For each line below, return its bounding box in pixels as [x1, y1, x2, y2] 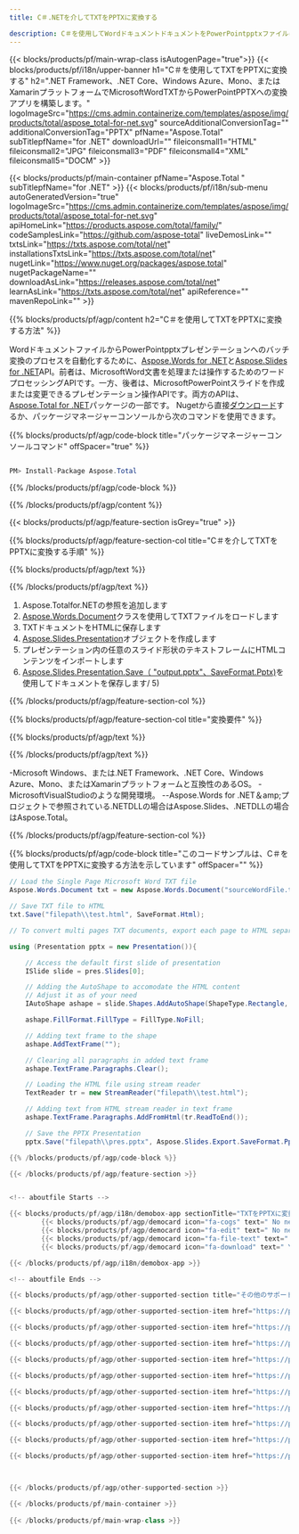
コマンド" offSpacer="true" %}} [32, 440, 149, 451]
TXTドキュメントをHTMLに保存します [21, 622, 162, 633]
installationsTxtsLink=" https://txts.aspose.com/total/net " [9, 248, 216, 258]
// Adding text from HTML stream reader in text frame [25, 1104, 233, 1114]
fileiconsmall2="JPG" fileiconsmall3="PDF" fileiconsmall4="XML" [9, 145, 249, 156]
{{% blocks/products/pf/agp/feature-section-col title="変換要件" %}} [9, 714, 263, 725]
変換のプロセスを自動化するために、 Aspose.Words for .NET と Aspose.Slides [9, 355, 287, 365]
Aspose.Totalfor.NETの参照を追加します [21, 600, 168, 611]
